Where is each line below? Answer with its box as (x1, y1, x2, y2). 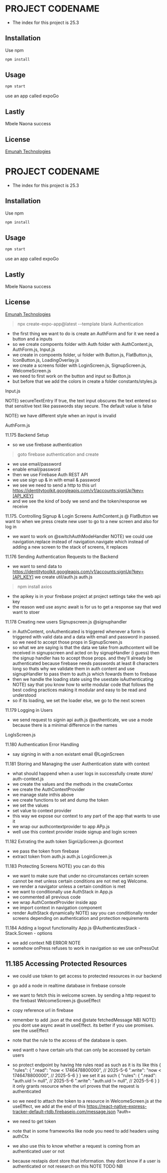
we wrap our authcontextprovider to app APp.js (12, 823, 110, 829)
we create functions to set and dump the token (12, 797, 109, 803)
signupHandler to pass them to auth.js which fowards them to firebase (12, 671, 157, 677)
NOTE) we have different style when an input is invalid (5, 412, 116, 418)
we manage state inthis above (12, 792, 74, 798)
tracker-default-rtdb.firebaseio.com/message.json (12, 1109, 116, 1115)
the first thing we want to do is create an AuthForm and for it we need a (12, 330, 159, 336)
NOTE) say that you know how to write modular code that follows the (12, 681, 154, 687)
